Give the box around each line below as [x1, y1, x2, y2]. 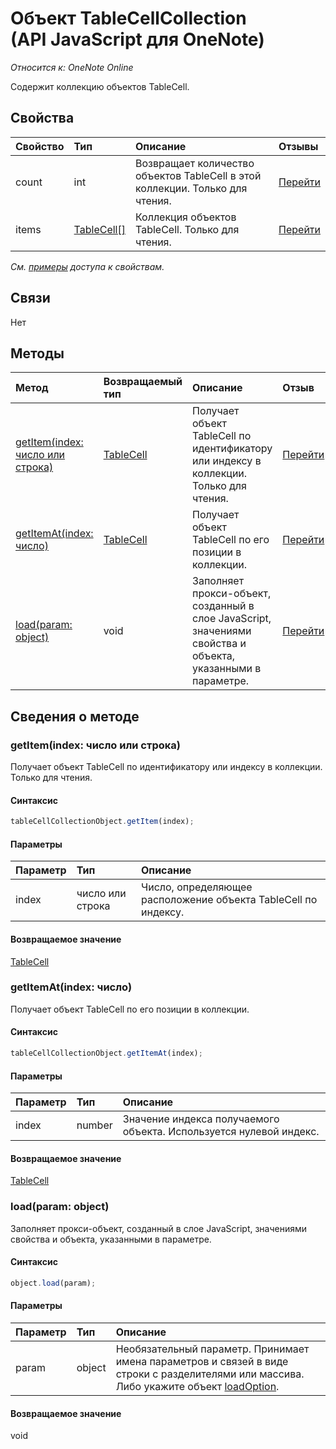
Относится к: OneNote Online [10, 61, 134, 73]
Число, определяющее [141, 880, 253, 894]
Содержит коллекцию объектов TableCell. [10, 80, 190, 92]
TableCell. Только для [134, 222, 240, 236]
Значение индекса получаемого [122, 1112, 280, 1126]
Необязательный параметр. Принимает [115, 1342, 310, 1356]
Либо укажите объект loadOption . [115, 1379, 280, 1393]
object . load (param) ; [10, 1278, 97, 1288]
